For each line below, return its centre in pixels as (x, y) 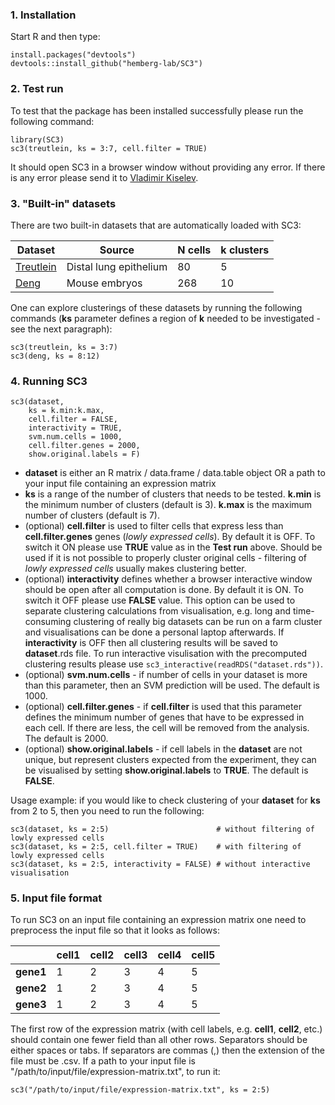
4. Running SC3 (49, 381)
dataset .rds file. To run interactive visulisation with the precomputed (166, 654)
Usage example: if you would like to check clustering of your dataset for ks (165, 800)
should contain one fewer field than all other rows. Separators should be (159, 1040)
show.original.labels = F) (84, 454)
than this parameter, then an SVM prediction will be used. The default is (172, 685)
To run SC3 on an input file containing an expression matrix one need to (158, 920)
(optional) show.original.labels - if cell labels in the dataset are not (163, 749)
